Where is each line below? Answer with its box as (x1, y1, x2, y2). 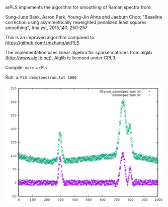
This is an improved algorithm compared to (5, 35, 95, 40)
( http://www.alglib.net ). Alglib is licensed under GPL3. (5, 55, 117, 61)
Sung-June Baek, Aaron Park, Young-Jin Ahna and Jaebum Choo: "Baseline (5, 14, 162, 20)
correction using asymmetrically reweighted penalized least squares (5, 20, 147, 25)
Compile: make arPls (5, 65, 48, 70)
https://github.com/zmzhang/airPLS (5, 40, 79, 46)
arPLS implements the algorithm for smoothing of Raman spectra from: (5, 5, 152, 10)
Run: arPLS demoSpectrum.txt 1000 (5, 74, 77, 80)
